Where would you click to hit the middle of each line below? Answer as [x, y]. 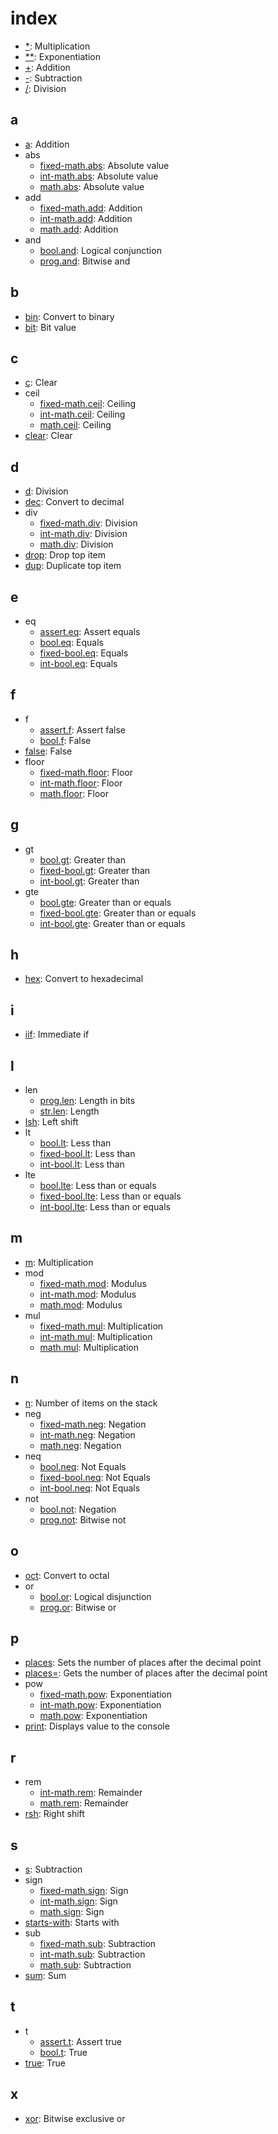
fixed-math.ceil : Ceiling [88, 404]
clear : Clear [48, 436]
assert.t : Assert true [80, 2041]
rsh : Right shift [54, 1814]
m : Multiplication [59, 1262]
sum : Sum [45, 1975]
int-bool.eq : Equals [78, 663]
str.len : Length [69, 1111]
